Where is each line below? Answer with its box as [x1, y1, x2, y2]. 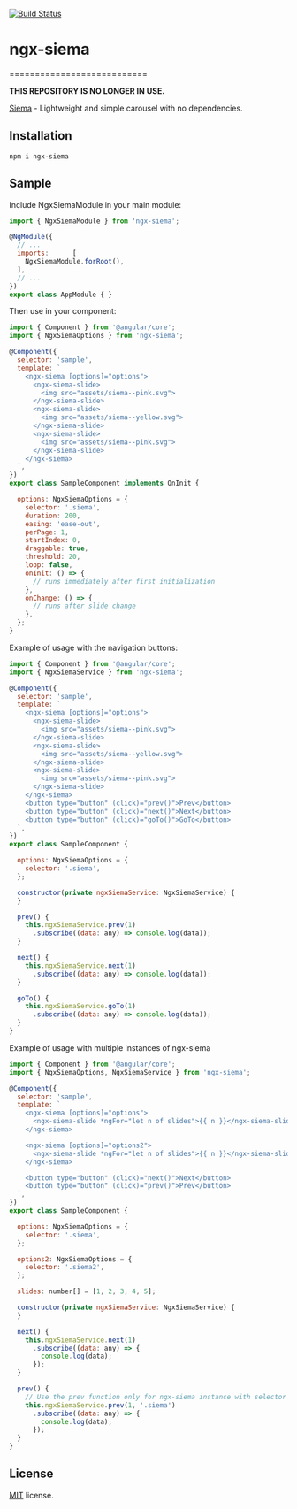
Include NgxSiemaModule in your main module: [9, 199, 182, 210]
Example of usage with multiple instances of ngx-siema [9, 1042, 211, 1053]
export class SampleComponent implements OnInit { [9, 479, 200, 488]
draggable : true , [25, 544, 89, 553]
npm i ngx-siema [9, 151, 69, 161]
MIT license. [9, 1490, 55, 1500]
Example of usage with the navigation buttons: [9, 642, 179, 653]
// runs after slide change [32, 601, 137, 610]
